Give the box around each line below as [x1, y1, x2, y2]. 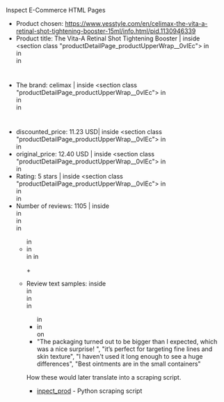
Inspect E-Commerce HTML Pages [6, 6, 106, 14]
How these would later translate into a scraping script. [26, 373, 182, 382]
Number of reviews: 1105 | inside [15, 202, 110, 210]
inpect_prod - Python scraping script [36, 387, 143, 395]
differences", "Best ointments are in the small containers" [36, 359, 202, 368]
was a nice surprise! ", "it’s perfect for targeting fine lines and [36, 345, 213, 353]
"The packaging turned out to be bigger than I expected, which [36, 338, 218, 346]
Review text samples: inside [26, 279, 106, 288]
